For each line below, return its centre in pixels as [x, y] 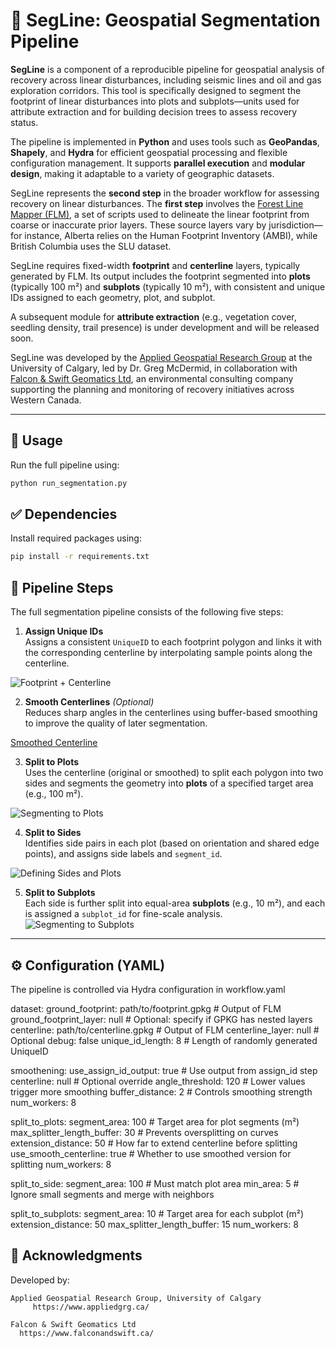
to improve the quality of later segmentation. [116, 723]
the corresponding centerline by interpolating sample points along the [168, 653]
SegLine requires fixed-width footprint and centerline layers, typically [155, 265]
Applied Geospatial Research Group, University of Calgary [136, 1298]
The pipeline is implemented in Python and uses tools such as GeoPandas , [165, 141]
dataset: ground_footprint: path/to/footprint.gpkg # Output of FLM [146, 1008]
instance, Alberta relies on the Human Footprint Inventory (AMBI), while [171, 235]
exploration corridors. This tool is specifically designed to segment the [156, 90]
